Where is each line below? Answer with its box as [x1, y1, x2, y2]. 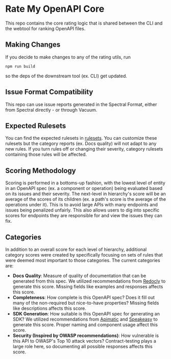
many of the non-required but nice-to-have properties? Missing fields [12, 300, 159, 306]
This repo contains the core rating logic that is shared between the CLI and [5, 20, 163, 26]
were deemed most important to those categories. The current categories [5, 257, 160, 263]
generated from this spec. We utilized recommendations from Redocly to [12, 278, 166, 284]
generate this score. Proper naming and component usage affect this [12, 322, 158, 328]
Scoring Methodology [5, 166, 77, 175]
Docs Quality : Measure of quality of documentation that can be [12, 272, 146, 279]
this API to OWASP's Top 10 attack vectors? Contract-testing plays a [12, 338, 157, 344]
